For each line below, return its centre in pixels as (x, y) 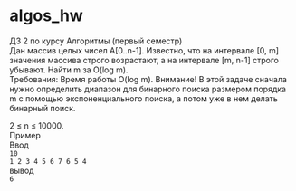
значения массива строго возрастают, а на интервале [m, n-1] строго (144, 60)
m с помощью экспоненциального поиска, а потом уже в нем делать (144, 98)
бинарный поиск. (43, 108)
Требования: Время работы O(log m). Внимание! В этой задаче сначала (148, 79)
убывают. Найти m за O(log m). (69, 70)
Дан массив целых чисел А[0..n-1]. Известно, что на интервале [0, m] (144, 50)
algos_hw (46, 16)
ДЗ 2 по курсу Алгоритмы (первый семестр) (96, 41)
